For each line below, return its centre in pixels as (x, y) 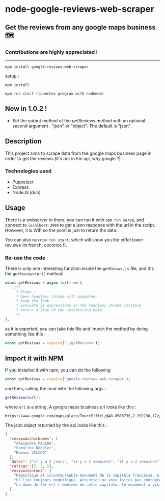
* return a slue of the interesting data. (60, 310)
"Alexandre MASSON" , (35, 443)
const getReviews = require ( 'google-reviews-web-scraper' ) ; (68, 379)
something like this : (25, 334)
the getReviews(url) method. (34, 273)
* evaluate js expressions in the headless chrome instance (79, 306)
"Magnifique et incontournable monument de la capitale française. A (87, 476)
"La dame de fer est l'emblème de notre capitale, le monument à (82, 484)
